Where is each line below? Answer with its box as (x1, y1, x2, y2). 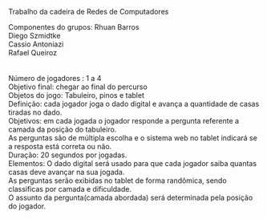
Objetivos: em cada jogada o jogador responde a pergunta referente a (8, 116, 239, 125)
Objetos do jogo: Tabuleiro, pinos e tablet (8, 91, 144, 99)
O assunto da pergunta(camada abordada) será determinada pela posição (8, 193, 253, 202)
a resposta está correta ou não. (8, 142, 112, 151)
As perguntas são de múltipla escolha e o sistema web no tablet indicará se (8, 133, 258, 143)
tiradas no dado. (8, 107, 63, 117)
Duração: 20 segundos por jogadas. (8, 150, 127, 160)
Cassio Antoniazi (8, 39, 64, 49)
